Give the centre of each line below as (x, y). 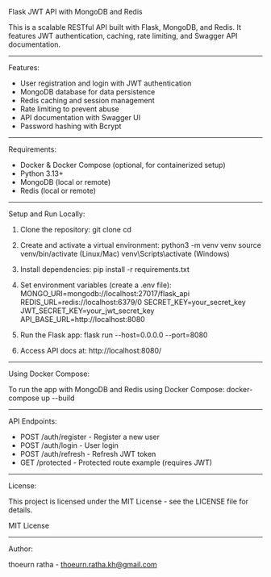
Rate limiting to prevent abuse (69, 109)
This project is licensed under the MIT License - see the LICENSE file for (128, 501)
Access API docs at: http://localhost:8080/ (91, 351)
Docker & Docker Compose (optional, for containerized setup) (123, 165)
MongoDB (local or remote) (65, 182)
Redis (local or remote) (58, 190)
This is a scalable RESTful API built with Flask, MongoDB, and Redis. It (125, 27)
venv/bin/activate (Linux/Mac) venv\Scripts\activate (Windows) (125, 254)
